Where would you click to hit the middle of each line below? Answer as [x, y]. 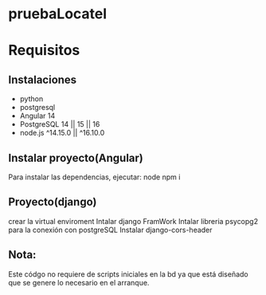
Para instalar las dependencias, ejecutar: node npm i [94, 177]
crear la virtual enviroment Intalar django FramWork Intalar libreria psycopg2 [133, 221]
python [31, 99]
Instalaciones [43, 79]
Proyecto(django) [53, 202]
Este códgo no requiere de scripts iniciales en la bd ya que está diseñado [128, 274]
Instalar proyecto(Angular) [76, 157]
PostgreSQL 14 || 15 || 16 [60, 124]
